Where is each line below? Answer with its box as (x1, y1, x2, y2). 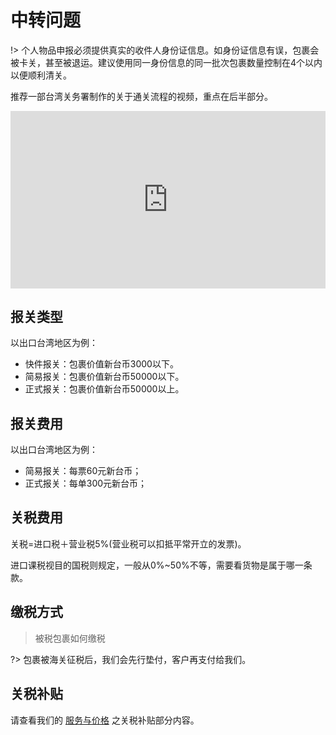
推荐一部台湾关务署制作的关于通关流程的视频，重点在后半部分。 (10, 90, 273, 102)
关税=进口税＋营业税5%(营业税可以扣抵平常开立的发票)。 (10, 537, 247, 550)
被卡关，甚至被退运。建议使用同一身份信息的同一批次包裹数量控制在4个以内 (10, 56, 323, 68)
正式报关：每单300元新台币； (24, 477, 148, 490)
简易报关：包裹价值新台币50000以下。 (24, 371, 185, 383)
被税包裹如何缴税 (34, 632, 106, 644)
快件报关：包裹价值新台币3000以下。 (24, 358, 179, 370)
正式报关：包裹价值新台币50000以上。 (24, 383, 185, 395)
